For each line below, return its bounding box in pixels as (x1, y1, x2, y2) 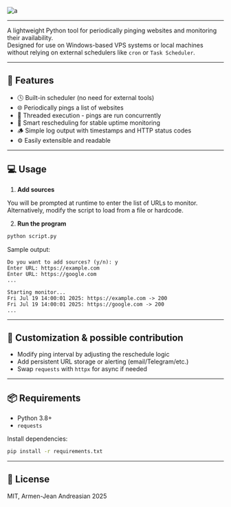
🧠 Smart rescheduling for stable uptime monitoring (16, 118, 160, 127)
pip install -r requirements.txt (7, 448, 103, 455)
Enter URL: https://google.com (7, 270, 97, 277)
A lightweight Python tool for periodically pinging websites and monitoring (7, 26, 217, 34)
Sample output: (7, 245, 50, 253)
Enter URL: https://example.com (7, 264, 100, 272)
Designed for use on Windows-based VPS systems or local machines (7, 41, 204, 49)
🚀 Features (7, 74, 54, 86)
